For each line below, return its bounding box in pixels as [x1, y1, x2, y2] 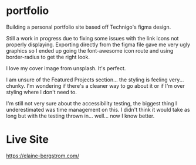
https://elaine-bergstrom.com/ [6, 152, 79, 159]
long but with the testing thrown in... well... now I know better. [6, 112, 155, 119]
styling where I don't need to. [6, 88, 77, 95]
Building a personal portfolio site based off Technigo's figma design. [6, 23, 171, 30]
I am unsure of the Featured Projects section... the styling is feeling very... [6, 76, 184, 83]
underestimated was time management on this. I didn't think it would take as [6, 106, 190, 113]
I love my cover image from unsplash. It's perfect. [6, 64, 126, 71]
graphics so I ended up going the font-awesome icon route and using [6, 47, 174, 54]
